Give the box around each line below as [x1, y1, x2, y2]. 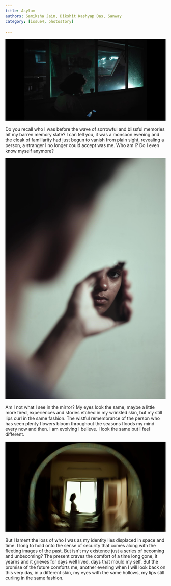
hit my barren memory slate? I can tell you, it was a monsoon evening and [5, 131, 160, 137]
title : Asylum [5, 8, 36, 13]
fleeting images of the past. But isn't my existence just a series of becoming [5, 548, 164, 554]
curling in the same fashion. [5, 575, 64, 581]
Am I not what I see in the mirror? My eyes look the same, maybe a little [5, 404, 155, 410]
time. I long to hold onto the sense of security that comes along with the [5, 543, 156, 549]
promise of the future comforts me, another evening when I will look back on [5, 564, 166, 570]
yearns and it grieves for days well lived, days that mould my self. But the [5, 559, 159, 565]
